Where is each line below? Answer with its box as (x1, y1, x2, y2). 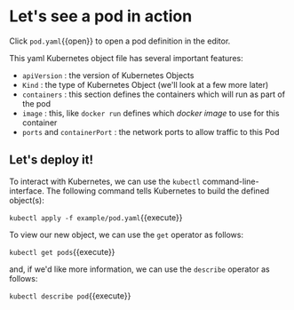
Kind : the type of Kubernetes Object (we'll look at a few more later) (21, 79, 269, 90)
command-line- (202, 176, 259, 187)
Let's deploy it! (9, 153, 94, 168)
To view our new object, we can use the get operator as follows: (9, 229, 244, 240)
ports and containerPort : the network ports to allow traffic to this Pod (21, 126, 280, 137)
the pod (21, 98, 52, 108)
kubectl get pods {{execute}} (9, 246, 115, 257)
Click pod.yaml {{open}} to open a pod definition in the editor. (9, 36, 231, 46)
